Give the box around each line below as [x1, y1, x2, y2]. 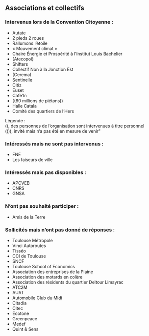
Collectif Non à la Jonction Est [12, 66, 74, 72]
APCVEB [12, 180, 30, 186]
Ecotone [12, 310, 29, 316]
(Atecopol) [12, 56, 34, 62]
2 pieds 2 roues [12, 35, 44, 41]
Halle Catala [12, 103, 37, 109]
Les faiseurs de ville [12, 157, 53, 163]
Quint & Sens [12, 326, 39, 332]
